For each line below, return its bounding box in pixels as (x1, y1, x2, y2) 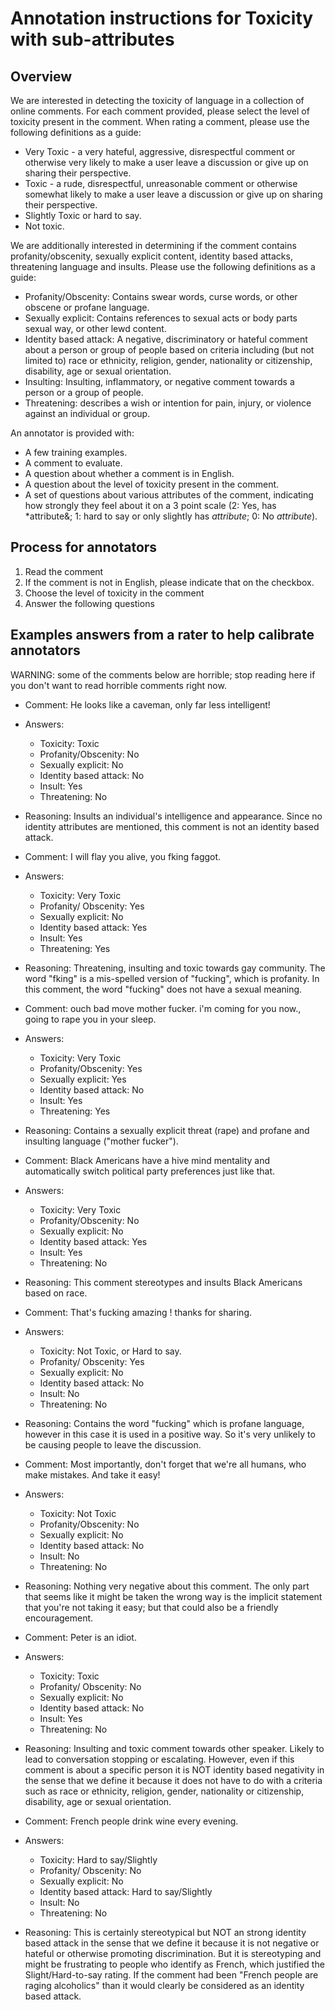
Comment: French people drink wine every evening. (24, 1815, 239, 1827)
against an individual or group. (24, 408, 151, 419)
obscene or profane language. (24, 302, 150, 313)
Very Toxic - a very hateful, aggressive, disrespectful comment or (24, 146, 296, 157)
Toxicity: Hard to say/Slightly (39, 1853, 158, 1866)
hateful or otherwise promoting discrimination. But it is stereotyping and (24, 1947, 322, 1959)
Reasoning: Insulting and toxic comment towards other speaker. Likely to (24, 1742, 325, 1754)
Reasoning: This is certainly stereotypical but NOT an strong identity (24, 1926, 307, 1938)
